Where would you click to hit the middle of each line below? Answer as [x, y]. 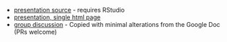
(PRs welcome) [35, 32]
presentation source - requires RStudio [69, 10]
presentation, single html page [57, 17]
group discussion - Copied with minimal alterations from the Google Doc [117, 24]
